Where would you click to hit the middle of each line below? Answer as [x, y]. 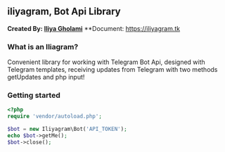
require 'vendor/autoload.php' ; [54, 116]
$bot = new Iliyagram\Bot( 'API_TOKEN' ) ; [67, 129]
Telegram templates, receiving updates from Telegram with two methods [112, 70]
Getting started [34, 96]
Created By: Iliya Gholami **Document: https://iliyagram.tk [94, 28]
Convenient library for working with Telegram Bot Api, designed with [106, 62]
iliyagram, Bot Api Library [64, 12]
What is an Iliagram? [43, 46]
